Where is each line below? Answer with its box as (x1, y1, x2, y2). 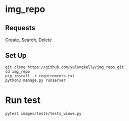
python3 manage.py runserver (5, 78, 66, 83)
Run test (5, 94, 41, 106)
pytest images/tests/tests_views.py (5, 111, 81, 116)
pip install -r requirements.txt (5, 73, 75, 78)
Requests (5, 24, 35, 32)
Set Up (5, 51, 26, 60)
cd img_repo (5, 69, 30, 74)
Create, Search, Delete (5, 37, 52, 43)
